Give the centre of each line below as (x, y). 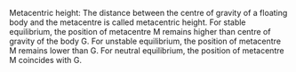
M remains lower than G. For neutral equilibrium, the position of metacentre (147, 51)
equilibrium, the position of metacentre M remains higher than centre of (140, 32)
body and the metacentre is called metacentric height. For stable (128, 22)
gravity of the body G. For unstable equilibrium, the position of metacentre (145, 41)
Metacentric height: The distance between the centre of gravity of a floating (148, 13)
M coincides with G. (46, 60)
